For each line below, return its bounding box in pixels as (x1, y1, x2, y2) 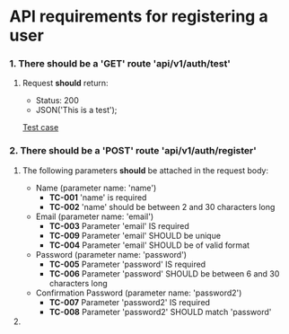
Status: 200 (35, 95, 79, 106)
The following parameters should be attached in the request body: (22, 164, 269, 176)
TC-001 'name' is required (48, 191, 147, 203)
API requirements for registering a (9, 6, 268, 27)
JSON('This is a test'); (35, 105, 118, 116)
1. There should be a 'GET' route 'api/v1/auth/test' (9, 57, 232, 70)
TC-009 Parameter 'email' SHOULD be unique (48, 230, 222, 241)
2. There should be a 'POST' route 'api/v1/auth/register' (9, 145, 258, 157)
